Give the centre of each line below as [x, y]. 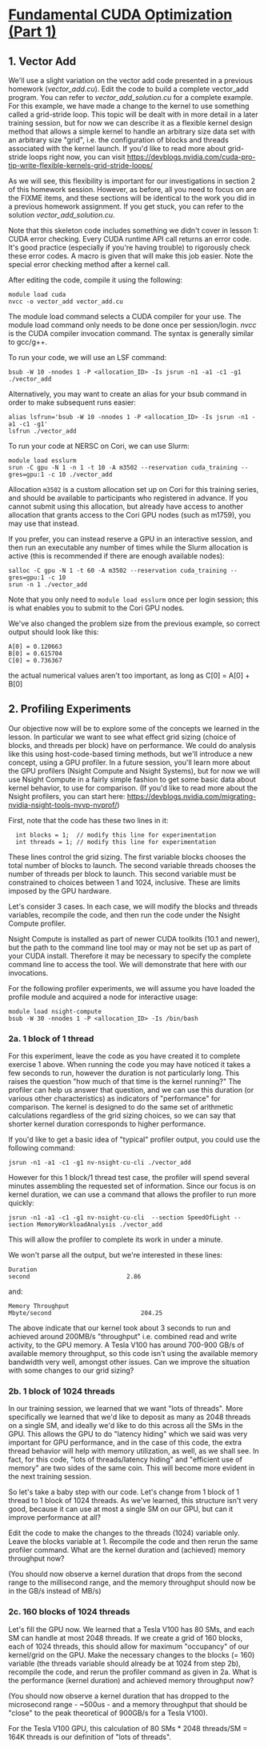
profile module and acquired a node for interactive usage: [103, 997]
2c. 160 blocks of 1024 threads [69, 1612]
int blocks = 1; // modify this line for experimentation [116, 835]
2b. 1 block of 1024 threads [62, 1391]
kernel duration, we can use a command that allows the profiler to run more [132, 1194]
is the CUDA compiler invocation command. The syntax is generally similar [131, 333]
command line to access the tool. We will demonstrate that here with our [128, 964]
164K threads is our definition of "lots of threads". [90, 1737]
